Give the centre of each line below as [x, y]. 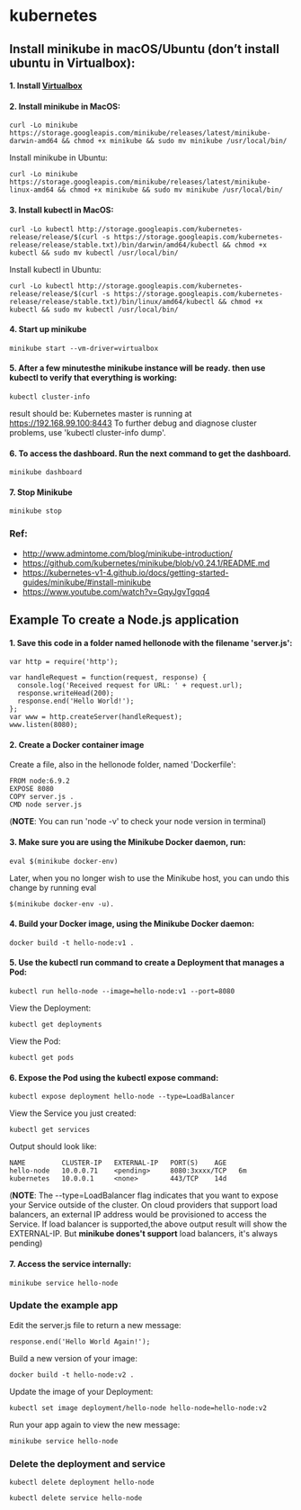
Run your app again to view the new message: [95, 1425]
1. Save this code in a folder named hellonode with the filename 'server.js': [151, 643]
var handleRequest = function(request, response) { [108, 678]
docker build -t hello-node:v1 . [72, 943]
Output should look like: [53, 1146]
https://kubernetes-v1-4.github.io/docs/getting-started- [125, 572]
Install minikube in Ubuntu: [58, 157]
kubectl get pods [42, 1058]
